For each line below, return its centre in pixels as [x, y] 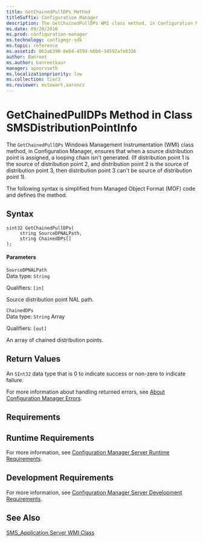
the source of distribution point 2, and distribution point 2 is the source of [98, 164]
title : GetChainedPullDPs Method [48, 12]
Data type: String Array [36, 316]
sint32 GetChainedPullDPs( [40, 228]
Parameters [21, 257]
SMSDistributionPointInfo [72, 128]
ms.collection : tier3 [34, 79]
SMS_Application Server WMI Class [50, 532]
